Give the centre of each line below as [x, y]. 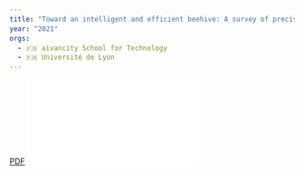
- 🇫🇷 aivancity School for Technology [92, 48]
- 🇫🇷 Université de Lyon [66, 58]
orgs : [19, 38]
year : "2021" [34, 29]
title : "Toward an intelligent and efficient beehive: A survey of [139, 19]
